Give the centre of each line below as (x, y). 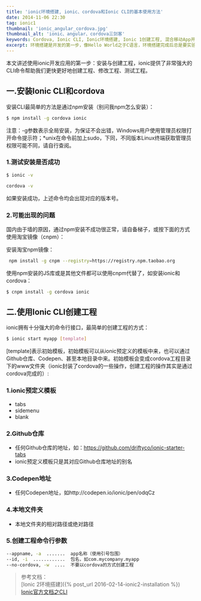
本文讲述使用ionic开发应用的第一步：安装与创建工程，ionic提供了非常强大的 (99, 63)
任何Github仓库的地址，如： (49, 448)
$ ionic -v (20, 175)
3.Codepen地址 (29, 478)
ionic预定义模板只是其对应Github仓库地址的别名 (74, 461)
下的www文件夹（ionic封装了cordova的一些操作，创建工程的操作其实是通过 (99, 366)
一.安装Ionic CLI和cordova (55, 91)
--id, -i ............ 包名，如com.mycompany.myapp (73, 559)
